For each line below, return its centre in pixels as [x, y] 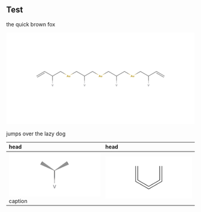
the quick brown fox [31, 24]
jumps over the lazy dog [36, 134]
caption [18, 201]
